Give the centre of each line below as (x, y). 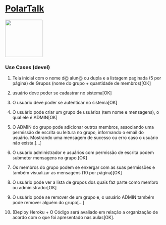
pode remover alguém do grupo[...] (48, 203)
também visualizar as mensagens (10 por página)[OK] (67, 173)
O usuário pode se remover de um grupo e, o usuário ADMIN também (83, 197)
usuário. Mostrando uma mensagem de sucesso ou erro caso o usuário (85, 138)
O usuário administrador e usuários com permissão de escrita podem (83, 152)
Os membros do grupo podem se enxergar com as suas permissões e (83, 167)
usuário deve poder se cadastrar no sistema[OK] (62, 93)
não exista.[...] (27, 143)
